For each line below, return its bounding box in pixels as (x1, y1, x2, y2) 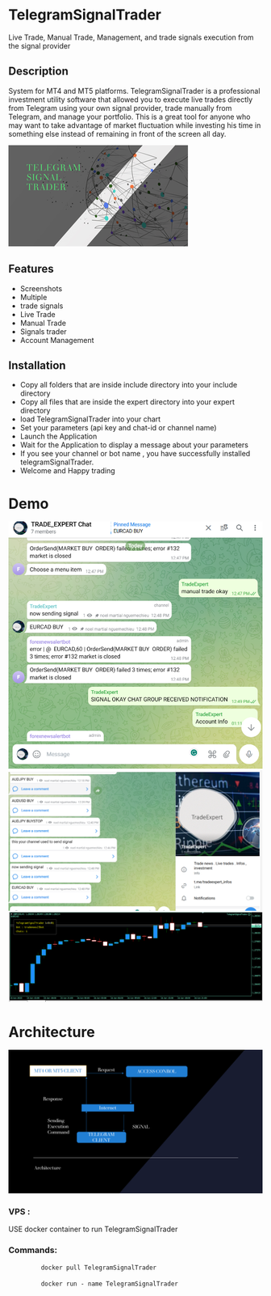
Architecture (8, 1023, 95, 1041)
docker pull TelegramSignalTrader (40, 1264, 157, 1272)
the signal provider (8, 40, 71, 50)
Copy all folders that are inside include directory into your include (19, 380, 238, 390)
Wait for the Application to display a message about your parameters (19, 440, 248, 450)
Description (8, 65, 69, 78)
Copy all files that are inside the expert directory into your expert (19, 397, 236, 407)
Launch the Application (19, 431, 98, 442)
